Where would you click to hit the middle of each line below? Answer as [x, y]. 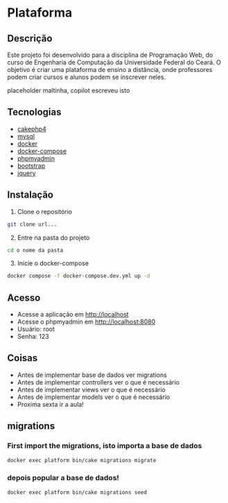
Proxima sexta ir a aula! [51, 404]
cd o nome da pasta [35, 250]
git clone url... [32, 224]
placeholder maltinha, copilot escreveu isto [69, 90]
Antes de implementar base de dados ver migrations [92, 375]
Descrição [30, 38]
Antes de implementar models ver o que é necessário [94, 397]
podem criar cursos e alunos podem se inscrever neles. [87, 77]
